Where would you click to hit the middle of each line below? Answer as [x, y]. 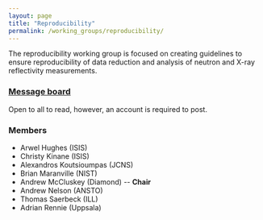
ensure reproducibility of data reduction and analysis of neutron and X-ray [132, 62]
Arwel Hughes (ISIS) [54, 147]
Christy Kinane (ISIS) [55, 156]
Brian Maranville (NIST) [59, 173]
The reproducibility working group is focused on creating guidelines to [125, 54]
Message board [40, 92]
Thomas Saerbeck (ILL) [59, 199]
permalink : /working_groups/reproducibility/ [86, 31]
